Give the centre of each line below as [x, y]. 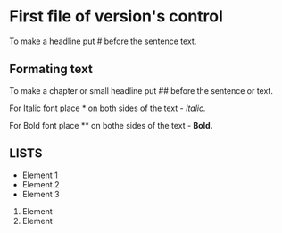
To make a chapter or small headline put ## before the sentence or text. [141, 90]
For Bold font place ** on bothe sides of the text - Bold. [111, 125]
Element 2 [41, 184]
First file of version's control [116, 17]
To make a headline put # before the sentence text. [103, 41]
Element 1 [40, 175]
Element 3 [41, 194]
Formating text [51, 69]
